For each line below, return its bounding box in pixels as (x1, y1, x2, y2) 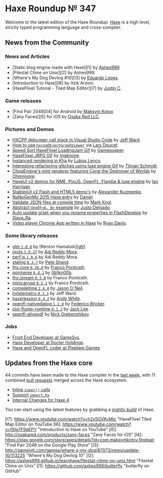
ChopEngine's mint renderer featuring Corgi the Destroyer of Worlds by (12, 168, 156, 174)
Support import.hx (12, 392, 50, 398)
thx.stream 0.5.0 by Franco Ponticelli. (12, 274, 88, 280)
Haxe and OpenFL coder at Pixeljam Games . (12, 344, 101, 350)
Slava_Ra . (12, 215, 32, 221)
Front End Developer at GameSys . (12, 334, 81, 340)
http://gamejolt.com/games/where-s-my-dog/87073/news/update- (5, 447, 140, 453)
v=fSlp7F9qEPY (5, 426, 37, 432)
